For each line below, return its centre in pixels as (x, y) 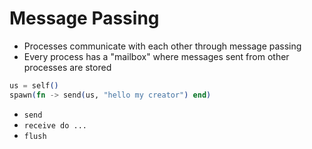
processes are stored (67, 67)
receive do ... (55, 125)
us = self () (34, 85)
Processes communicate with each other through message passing (162, 46)
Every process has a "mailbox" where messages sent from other (156, 56)
